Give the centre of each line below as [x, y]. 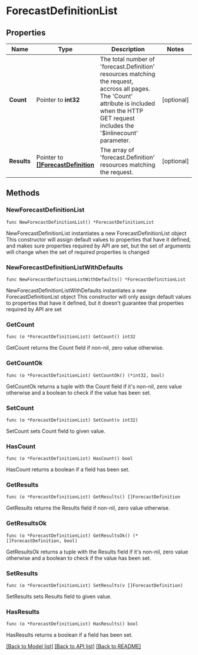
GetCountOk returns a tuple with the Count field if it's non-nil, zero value [94, 386]
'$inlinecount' [119, 133]
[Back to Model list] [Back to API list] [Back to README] [74, 646]
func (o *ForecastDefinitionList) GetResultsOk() [68, 536]
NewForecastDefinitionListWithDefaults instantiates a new [77, 290]
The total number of [127, 59]
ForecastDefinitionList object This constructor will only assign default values [99, 296]
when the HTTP [121, 111]
